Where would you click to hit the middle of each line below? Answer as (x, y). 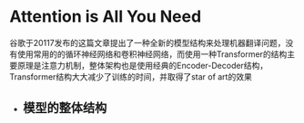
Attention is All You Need (106, 17)
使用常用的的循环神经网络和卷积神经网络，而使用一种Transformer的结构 (152, 54)
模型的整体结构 (65, 108)
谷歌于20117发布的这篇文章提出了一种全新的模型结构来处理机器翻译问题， (147, 43)
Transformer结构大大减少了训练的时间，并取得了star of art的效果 (131, 76)
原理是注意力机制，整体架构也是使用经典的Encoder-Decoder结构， (142, 65)
